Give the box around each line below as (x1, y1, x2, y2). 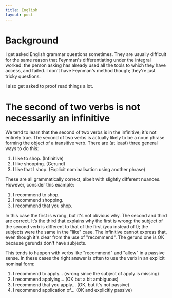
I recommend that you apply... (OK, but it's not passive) (12, 282, 130, 288)
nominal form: (5, 260, 35, 267)
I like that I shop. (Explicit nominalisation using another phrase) (12, 166, 145, 173)
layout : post (5, 12, 33, 17)
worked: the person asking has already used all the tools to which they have (5, 62, 166, 68)
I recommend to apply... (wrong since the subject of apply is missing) (12, 271, 159, 277)
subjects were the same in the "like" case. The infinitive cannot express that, (5, 229, 167, 235)
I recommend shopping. (12, 197, 64, 203)
